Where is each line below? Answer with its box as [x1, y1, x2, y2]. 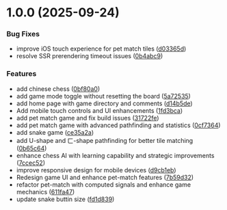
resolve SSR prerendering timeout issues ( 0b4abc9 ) [16, 52, 163, 60]
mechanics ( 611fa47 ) [16, 187, 75, 196]
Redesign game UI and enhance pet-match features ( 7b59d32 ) [16, 173, 194, 181]
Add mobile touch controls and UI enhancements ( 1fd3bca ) [16, 106, 183, 114]
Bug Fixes [6, 29, 40, 39]
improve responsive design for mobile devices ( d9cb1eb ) [16, 166, 176, 174]
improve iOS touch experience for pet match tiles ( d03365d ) [16, 44, 187, 53]
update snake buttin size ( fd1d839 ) [16, 195, 115, 203]
